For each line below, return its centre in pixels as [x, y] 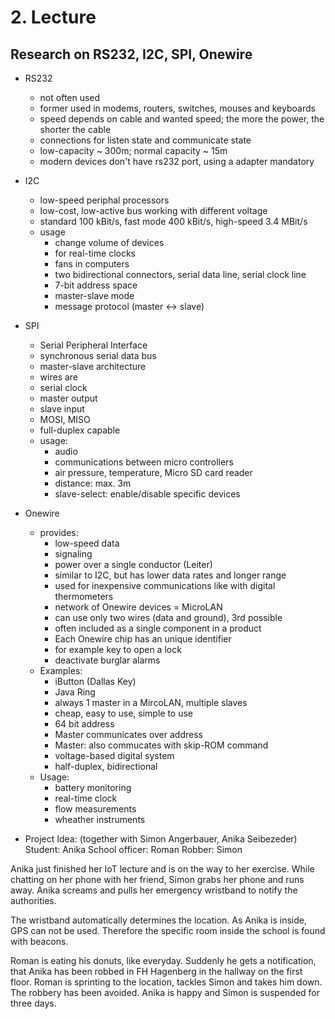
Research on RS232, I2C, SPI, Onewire [131, 54]
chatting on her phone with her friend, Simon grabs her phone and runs [157, 879]
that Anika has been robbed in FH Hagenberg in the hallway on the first [156, 971]
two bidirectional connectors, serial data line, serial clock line [180, 274]
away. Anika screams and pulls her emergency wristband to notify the [154, 890]
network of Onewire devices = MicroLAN [138, 607]
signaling [73, 554]
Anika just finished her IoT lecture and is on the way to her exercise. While [162, 869]
